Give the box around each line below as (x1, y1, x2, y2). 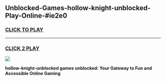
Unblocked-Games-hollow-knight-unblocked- (5, 4, 151, 12)
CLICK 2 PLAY (5, 45, 40, 52)
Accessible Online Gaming (5, 70, 61, 76)
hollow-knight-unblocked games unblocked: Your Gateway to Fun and (5, 65, 152, 71)
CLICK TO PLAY (5, 27, 43, 33)
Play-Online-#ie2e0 (5, 12, 68, 20)
